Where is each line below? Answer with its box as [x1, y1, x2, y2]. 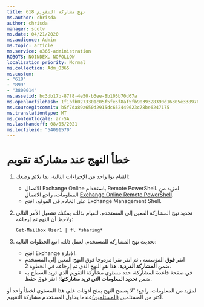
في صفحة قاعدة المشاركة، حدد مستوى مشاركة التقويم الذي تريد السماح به [24, 268, 192, 276]
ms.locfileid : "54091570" [7, 127, 72, 133]
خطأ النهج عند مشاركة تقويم [7, 153, 130, 167]
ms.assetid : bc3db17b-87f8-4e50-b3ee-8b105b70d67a [7, 93, 137, 99]
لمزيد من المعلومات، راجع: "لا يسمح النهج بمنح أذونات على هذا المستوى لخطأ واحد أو [7, 286, 196, 294]
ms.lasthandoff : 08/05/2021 [7, 121, 78, 128]
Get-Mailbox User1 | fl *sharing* [15, 227, 103, 233]
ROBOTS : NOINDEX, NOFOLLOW [7, 54, 75, 60]
